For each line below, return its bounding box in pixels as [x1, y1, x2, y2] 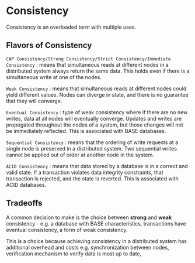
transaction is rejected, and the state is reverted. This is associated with [6, 175, 179, 182]
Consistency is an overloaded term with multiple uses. [6, 23, 137, 30]
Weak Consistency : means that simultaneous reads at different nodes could [6, 85, 187, 92]
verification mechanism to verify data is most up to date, [6, 250, 142, 257]
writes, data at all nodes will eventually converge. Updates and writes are [6, 115, 182, 122]
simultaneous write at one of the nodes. [6, 73, 102, 80]
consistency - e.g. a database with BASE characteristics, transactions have [6, 220, 187, 227]
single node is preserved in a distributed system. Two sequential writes [6, 145, 177, 152]
